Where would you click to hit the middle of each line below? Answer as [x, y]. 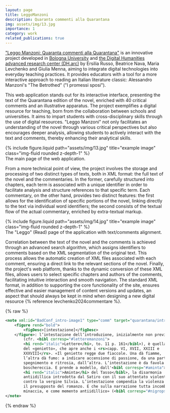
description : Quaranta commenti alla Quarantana [57, 19]
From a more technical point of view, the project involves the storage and [81, 168]
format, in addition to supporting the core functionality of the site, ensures [82, 285]
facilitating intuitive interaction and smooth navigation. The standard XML [81, 280]
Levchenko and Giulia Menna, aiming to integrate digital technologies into [82, 68]
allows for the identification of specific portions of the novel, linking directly [84, 200]
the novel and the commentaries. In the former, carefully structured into [80, 179]
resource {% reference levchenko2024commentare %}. [63, 301]
